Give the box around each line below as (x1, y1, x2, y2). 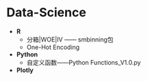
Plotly (16, 66, 34, 74)
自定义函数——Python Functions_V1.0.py (26, 58, 141, 66)
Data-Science (6, 5, 86, 20)
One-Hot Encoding (26, 43, 80, 51)
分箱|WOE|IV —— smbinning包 (26, 35, 114, 44)
